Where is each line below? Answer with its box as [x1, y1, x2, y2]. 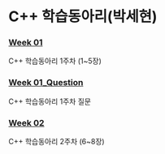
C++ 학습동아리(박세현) [8, 7, 158, 26]
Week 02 [8, 117, 45, 128]
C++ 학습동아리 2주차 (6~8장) [8, 137, 105, 147]
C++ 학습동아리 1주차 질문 [8, 96, 92, 106]
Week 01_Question [8, 77, 84, 88]
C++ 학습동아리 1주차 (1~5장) [8, 56, 102, 66]
